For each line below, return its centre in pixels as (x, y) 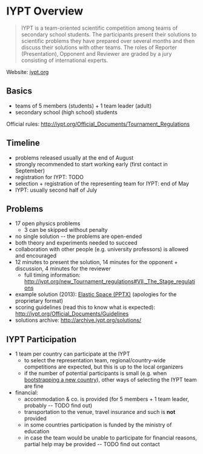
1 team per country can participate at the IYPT (72, 354)
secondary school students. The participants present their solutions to (109, 34)
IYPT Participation (42, 339)
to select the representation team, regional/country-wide (95, 361)
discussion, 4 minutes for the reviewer (63, 269)
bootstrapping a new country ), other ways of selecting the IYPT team (110, 380)
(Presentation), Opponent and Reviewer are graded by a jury (96, 53)
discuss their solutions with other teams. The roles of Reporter (99, 47)
